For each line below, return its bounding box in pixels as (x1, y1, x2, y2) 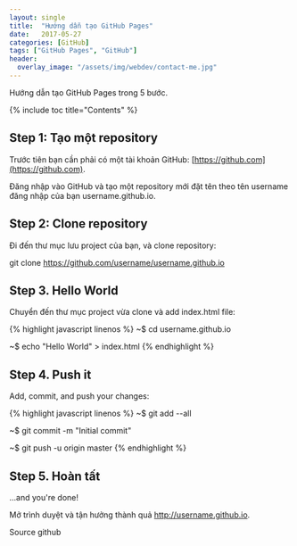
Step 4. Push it (9, 367, 92, 382)
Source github (9, 526, 62, 537)
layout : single (9, 12, 66, 22)
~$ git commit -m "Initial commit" (9, 426, 132, 436)
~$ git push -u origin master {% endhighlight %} (9, 443, 187, 453)
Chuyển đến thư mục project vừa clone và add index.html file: (9, 307, 236, 318)
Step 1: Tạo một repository (9, 130, 159, 145)
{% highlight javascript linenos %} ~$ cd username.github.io (9, 324, 232, 335)
